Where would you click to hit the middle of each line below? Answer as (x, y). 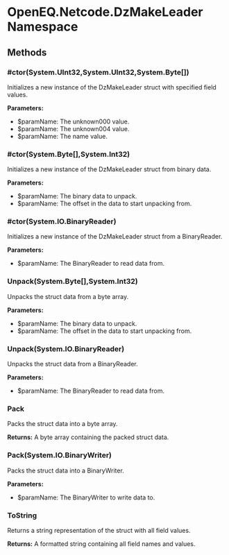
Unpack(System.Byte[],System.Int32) (73, 282)
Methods (27, 52)
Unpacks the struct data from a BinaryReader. (73, 364)
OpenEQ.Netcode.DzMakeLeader (105, 12)
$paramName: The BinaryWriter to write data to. (86, 497)
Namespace (43, 27)
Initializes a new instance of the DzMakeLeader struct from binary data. (109, 169)
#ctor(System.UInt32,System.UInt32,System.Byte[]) (98, 72)
